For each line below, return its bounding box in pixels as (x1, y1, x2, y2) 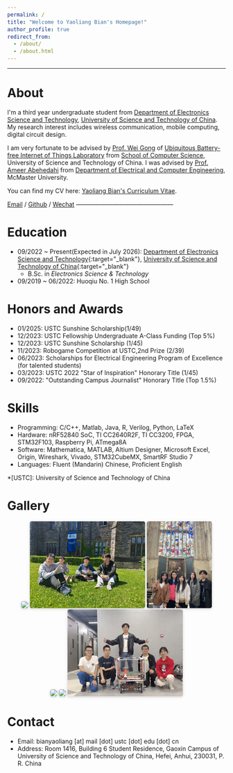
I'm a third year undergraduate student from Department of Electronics (7, 108, 209, 116)
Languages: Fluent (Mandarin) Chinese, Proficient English (17, 460, 182, 468)
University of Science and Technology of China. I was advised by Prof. (7, 158, 209, 167)
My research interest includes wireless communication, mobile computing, (7, 122, 220, 131)
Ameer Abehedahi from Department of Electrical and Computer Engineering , (7, 165, 225, 174)
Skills (7, 400, 40, 416)
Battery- (196, 143, 221, 152)
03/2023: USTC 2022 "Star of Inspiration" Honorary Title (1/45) (17, 368, 199, 376)
